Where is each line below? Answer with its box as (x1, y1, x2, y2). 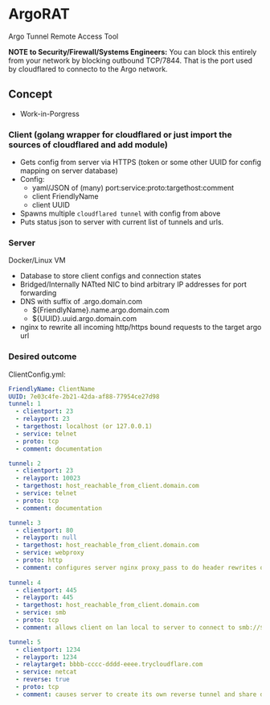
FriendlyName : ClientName (8, 385, 95, 393)
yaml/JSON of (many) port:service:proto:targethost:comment (31, 183, 235, 193)
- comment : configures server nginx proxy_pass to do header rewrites (15, 563, 257, 571)
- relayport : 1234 (15, 653, 78, 661)
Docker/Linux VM (8, 255, 66, 266)
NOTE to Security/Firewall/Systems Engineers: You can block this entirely (8, 47, 257, 56)
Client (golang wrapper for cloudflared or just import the (8, 129, 232, 140)
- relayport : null (15, 534, 78, 542)
